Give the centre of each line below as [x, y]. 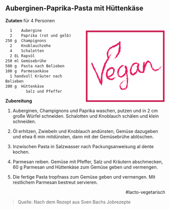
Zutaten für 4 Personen [30, 20]
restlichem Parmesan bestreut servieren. [55, 182]
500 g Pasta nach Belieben [35, 66]
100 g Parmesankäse [27, 71]
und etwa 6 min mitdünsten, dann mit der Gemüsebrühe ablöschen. [83, 136]
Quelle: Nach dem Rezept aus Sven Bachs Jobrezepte [74, 202]
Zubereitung [19, 100]
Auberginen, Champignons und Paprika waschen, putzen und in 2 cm [85, 111]
